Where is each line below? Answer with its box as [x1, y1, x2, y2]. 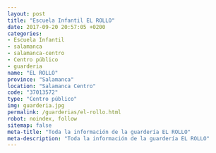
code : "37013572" [7, 89, 59, 96]
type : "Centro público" [7, 96, 78, 103]
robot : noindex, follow [7, 115, 78, 122]
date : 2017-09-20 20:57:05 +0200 [7, 23, 106, 30]
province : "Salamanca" [7, 75, 74, 83]
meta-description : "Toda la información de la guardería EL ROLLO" [7, 135, 210, 142]
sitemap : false [7, 121, 52, 129]
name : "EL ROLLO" [7, 69, 59, 76]
